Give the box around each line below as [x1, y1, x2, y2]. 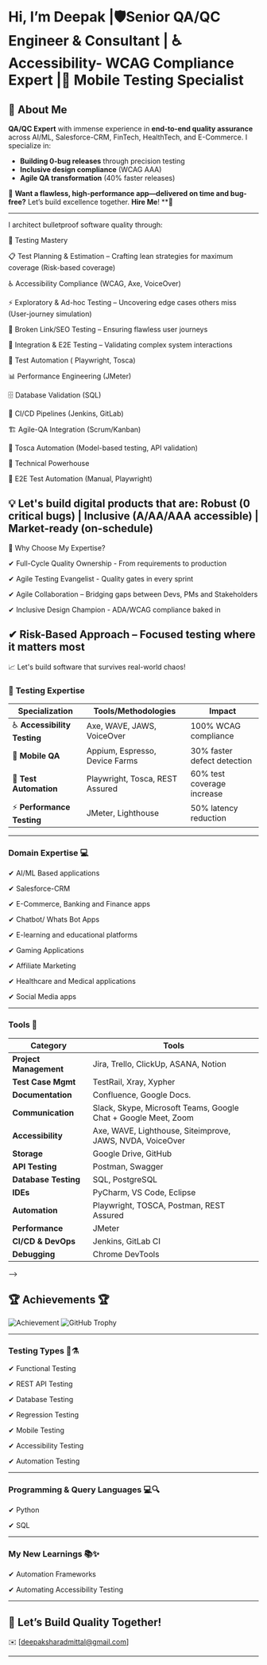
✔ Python [8, 1505, 40, 1514]
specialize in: [8, 141, 52, 150]
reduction [190, 813, 226, 824]
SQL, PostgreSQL [92, 1173, 157, 1185]
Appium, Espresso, [86, 745, 157, 756]
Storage [12, 1148, 44, 1159]
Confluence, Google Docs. [92, 1089, 192, 1100]
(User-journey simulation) [8, 309, 93, 319]
